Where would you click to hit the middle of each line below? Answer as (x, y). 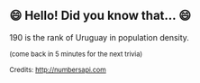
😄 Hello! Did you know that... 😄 (100, 16)
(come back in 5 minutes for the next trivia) (76, 54)
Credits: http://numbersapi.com (58, 69)
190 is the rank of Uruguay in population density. (99, 37)
